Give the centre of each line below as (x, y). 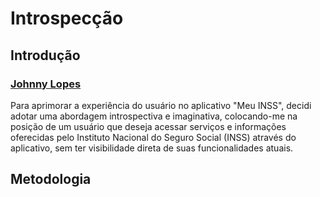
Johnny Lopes (46, 84)
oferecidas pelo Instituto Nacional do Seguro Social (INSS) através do (153, 137)
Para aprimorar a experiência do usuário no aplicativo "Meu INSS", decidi (161, 105)
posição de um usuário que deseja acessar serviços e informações (148, 126)
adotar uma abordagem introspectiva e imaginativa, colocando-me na (154, 116)
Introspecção (67, 18)
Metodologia (51, 179)
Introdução (45, 55)
